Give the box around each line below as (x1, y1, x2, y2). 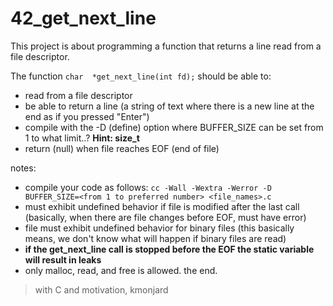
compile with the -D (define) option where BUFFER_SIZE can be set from (24, 121, 324, 133)
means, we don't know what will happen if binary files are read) (24, 232, 287, 244)
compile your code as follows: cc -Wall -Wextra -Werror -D (24, 181, 272, 193)
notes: (10, 162, 37, 174)
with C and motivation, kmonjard (34, 283, 169, 296)
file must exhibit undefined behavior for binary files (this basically (24, 222, 295, 234)
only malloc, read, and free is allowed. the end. (24, 264, 218, 276)
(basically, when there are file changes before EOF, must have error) (24, 211, 307, 223)
